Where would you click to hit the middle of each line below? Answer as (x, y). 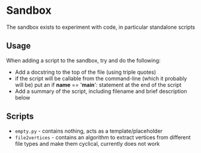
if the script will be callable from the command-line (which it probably (101, 78)
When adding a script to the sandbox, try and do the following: (83, 60)
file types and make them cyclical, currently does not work (87, 143)
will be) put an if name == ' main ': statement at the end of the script (98, 85)
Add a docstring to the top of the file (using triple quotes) (85, 72)
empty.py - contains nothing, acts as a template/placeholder (89, 131)
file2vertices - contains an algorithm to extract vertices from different (103, 137)
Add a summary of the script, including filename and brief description (101, 91)
